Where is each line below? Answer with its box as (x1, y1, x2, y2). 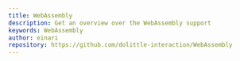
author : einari (8, 33, 59, 42)
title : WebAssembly (8, 11, 73, 20)
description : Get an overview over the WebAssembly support (8, 19, 212, 27)
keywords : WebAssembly (8, 26, 83, 34)
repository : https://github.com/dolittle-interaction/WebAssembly (8, 41, 233, 49)
